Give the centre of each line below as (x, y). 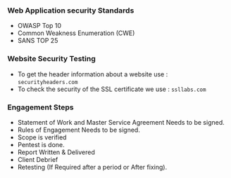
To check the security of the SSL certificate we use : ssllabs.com (112, 89)
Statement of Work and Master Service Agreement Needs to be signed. (121, 122)
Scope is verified (42, 137)
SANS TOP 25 (38, 41)
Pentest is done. (41, 144)
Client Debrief (38, 159)
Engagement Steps (40, 107)
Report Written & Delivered (56, 152)
